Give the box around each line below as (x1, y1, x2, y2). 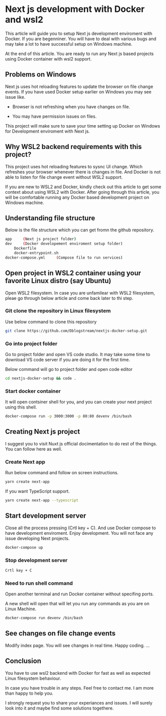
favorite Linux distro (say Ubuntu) (5, 277, 111, 285)
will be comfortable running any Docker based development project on (5, 194, 150, 200)
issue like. (5, 94, 26, 100)
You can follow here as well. (5, 446, 62, 452)
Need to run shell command (5, 579, 73, 586)
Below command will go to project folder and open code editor (5, 366, 133, 372)
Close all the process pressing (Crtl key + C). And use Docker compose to (5, 525, 156, 531)
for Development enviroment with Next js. (5, 128, 90, 134)
